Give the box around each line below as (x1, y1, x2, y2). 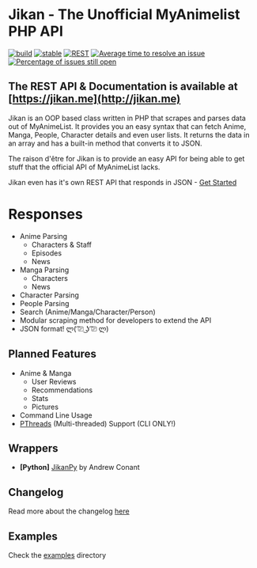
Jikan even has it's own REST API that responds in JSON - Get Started (8, 177, 237, 187)
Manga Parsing (19, 265, 70, 275)
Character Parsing (19, 290, 79, 300)
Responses (8, 205, 83, 223)
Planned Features (8, 347, 97, 361)
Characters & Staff (31, 240, 93, 249)
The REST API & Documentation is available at (8, 80, 239, 93)
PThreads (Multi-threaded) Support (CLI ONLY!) (19, 418, 176, 428)
